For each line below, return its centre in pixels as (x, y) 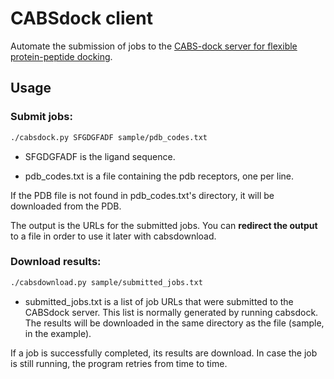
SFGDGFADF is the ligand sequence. (100, 156)
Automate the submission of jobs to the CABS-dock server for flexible (154, 46)
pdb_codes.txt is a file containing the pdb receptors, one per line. (159, 176)
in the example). (58, 333)
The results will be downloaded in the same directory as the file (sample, (174, 323)
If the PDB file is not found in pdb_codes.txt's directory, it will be (142, 195)
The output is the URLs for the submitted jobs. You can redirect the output (164, 225)
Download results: (56, 262)
